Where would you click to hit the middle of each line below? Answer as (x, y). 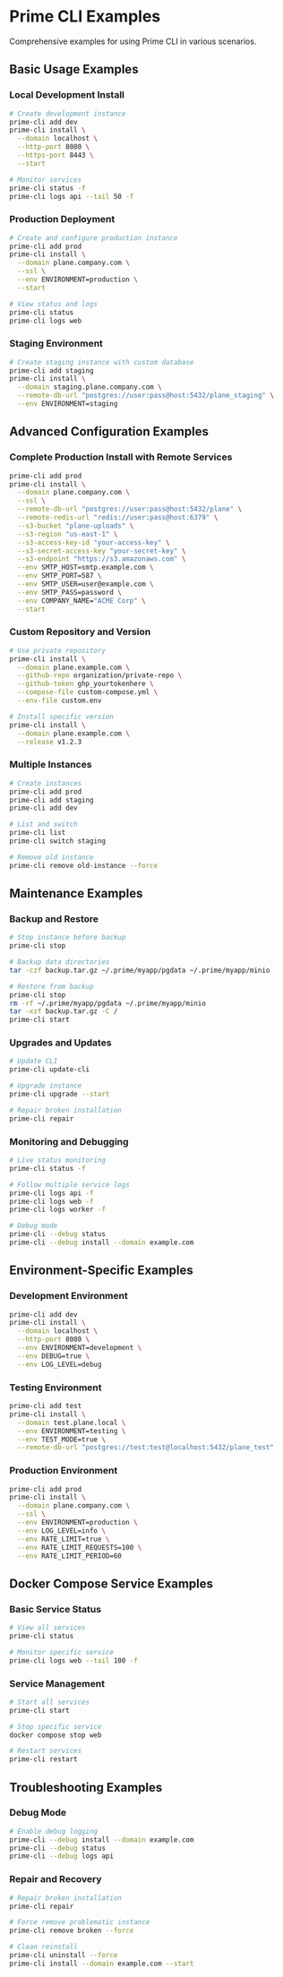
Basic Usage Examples (74, 69)
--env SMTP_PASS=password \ (70, 592)
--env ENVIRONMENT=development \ (80, 1348)
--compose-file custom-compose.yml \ (88, 692)
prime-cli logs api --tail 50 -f (72, 196)
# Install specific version (62, 717)
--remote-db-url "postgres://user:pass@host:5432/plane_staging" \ (146, 396)
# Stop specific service (56, 1726)
